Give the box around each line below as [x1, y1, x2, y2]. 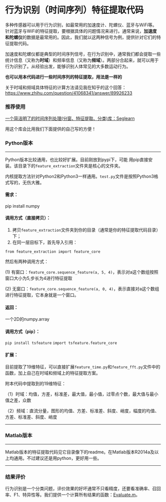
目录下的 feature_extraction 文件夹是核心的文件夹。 [18, 163, 123, 168]
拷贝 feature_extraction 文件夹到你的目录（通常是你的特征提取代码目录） [12, 226, 161, 233]
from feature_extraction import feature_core [5, 249, 100, 254]
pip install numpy [5, 203, 40, 209]
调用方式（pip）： [5, 328, 41, 335]
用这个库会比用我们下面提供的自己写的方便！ [5, 126, 96, 132]
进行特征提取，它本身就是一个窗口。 [5, 292, 79, 298]
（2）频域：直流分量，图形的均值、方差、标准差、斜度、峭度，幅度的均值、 [5, 407, 160, 414]
